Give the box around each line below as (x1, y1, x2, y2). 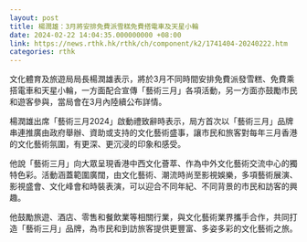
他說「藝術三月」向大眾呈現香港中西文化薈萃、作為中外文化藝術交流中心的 (9, 158, 290, 169)
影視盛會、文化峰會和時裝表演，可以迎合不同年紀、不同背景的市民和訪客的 (9, 181, 290, 192)
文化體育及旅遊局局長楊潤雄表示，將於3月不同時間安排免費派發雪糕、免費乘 (9, 74, 295, 85)
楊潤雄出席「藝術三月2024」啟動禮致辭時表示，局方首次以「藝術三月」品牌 (9, 116, 294, 127)
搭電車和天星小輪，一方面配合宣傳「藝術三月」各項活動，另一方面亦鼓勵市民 (9, 85, 298, 96)
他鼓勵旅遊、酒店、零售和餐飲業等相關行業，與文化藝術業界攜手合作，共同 (9, 212, 290, 223)
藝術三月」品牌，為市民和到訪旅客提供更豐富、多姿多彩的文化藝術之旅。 (25, 223, 298, 234)
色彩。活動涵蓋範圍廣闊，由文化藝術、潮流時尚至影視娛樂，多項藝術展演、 (16, 170, 298, 181)
